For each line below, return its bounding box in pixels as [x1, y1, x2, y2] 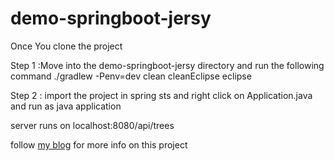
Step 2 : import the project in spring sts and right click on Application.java [10, 89, 313, 101]
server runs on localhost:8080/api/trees [10, 119, 175, 131]
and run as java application [10, 100, 122, 112]
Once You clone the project [10, 40, 123, 52]
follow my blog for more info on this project [10, 138, 188, 151]
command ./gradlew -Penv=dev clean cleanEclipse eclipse [10, 70, 252, 82]
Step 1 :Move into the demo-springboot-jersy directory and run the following [10, 59, 325, 71]
